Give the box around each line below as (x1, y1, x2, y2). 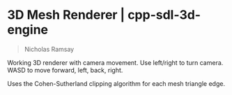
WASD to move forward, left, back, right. (7, 66, 123, 74)
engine (7, 22, 49, 38)
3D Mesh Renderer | (7, 7, 125, 23)
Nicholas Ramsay (24, 45, 75, 53)
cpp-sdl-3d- (127, 7, 201, 23)
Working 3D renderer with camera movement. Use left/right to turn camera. (7, 58, 224, 66)
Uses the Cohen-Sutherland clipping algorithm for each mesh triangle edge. (7, 79, 225, 87)
